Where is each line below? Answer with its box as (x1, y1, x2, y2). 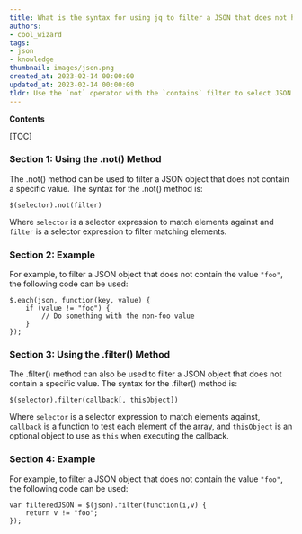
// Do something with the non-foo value (41, 312, 195, 321)
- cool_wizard (9, 30, 63, 39)
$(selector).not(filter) (9, 200, 102, 210)
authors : (9, 22, 42, 31)
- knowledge (9, 55, 54, 64)
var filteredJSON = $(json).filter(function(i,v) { (9, 501, 207, 510)
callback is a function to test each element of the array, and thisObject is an (9, 421, 293, 432)
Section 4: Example (9, 453, 96, 466)
